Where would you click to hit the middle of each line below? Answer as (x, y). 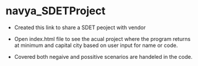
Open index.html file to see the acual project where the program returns (102, 39)
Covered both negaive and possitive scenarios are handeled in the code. (103, 56)
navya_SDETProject (55, 11)
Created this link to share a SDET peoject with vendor (80, 27)
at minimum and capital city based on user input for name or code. (96, 45)
